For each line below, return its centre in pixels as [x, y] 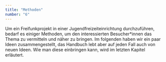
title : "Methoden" [24, 10]
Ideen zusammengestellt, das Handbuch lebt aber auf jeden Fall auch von [80, 44]
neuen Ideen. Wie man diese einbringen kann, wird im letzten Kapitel [75, 50]
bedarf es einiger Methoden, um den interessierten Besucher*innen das [79, 34]
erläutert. [14, 55]
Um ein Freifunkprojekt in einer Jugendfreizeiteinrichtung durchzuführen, [80, 28]
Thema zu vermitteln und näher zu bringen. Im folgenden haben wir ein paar [83, 39]
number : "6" [17, 14]
